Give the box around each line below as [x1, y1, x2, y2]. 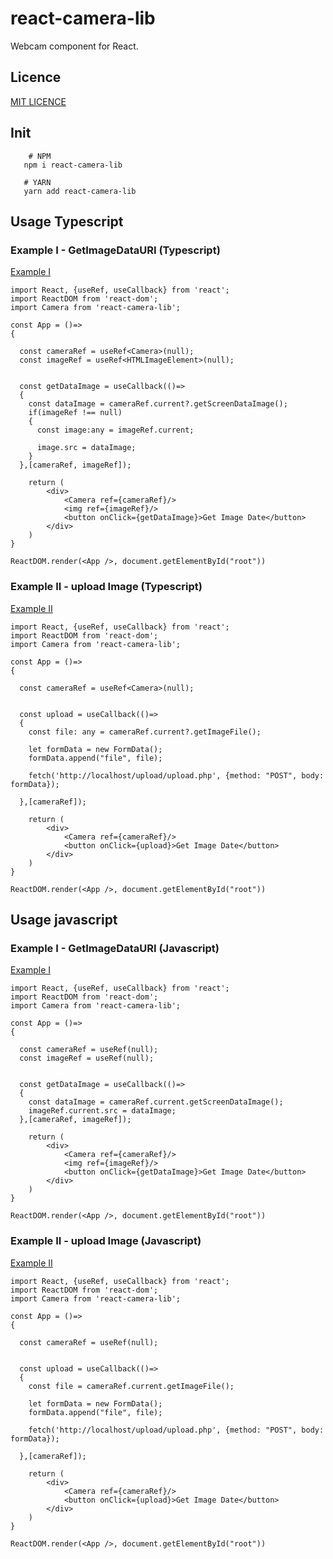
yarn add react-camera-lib [23, 186, 137, 196]
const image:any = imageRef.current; [36, 425, 195, 436]
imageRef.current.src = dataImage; [28, 1106, 177, 1116]
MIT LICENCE [10, 95, 67, 107]
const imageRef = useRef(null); [19, 1053, 155, 1064]
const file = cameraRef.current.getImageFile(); [28, 1381, 235, 1391]
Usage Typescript [10, 213, 124, 230]
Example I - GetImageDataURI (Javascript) [10, 941, 220, 955]
